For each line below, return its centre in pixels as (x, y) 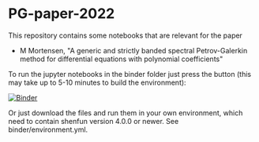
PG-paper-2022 (62, 14)
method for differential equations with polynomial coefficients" (121, 59)
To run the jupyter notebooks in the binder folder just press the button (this (129, 74)
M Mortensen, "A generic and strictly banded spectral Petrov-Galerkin (133, 50)
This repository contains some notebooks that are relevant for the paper (126, 35)
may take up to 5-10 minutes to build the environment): (98, 82)
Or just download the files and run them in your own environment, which (126, 113)
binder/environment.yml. (48, 129)
